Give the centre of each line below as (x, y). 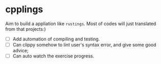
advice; (20, 51)
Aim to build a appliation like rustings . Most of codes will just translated (81, 24)
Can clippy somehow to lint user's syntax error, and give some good (85, 45)
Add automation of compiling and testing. (56, 39)
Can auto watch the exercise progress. (53, 56)
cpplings (24, 9)
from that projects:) (26, 29)
